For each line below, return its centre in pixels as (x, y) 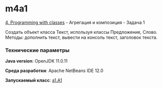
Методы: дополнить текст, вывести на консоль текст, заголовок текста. (81, 37)
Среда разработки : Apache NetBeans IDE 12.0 (54, 71)
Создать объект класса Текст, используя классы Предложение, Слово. (81, 32)
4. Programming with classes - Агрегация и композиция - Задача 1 (75, 22)
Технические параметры (37, 50)
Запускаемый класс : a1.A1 (34, 81)
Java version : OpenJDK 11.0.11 (36, 61)
